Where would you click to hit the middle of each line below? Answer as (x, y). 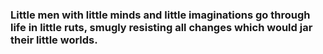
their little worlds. (54, 40)
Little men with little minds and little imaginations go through (160, 15)
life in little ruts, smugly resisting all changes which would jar (161, 27)
